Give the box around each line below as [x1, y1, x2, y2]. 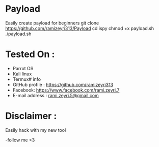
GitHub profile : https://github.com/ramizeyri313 [12, 81, 114, 87]
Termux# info [12, 76, 41, 82]
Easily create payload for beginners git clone [5, 20, 99, 26]
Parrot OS [12, 65, 34, 71]
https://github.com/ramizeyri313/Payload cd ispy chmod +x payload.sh [5, 25, 154, 31]
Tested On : [5, 49, 55, 60]
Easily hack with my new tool [5, 127, 66, 133]
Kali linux [12, 71, 32, 77]
